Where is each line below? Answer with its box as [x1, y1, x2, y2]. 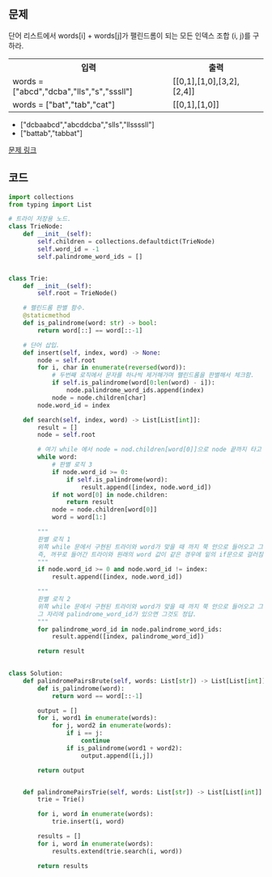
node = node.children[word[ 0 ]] [51, 506, 158, 514]
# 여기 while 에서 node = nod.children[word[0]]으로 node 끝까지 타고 [37, 446, 261, 454]
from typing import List [8, 201, 92, 209]
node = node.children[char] [51, 393, 147, 402]
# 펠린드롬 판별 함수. [23, 304, 86, 312]
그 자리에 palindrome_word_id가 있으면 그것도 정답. [37, 610, 197, 618]
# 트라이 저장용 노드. [8, 215, 71, 223]
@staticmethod [23, 311, 70, 320]
